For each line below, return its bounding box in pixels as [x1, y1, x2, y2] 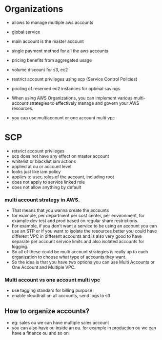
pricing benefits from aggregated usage [11, 57, 92, 63]
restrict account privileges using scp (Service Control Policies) [11, 76, 138, 82]
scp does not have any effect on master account [11, 153, 109, 159]
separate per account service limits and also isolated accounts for [11, 239, 144, 245]
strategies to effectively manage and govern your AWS [29, 100, 140, 106]
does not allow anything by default [11, 184, 81, 190]
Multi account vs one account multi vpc [4, 277, 101, 283]
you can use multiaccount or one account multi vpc [11, 114, 115, 120]
